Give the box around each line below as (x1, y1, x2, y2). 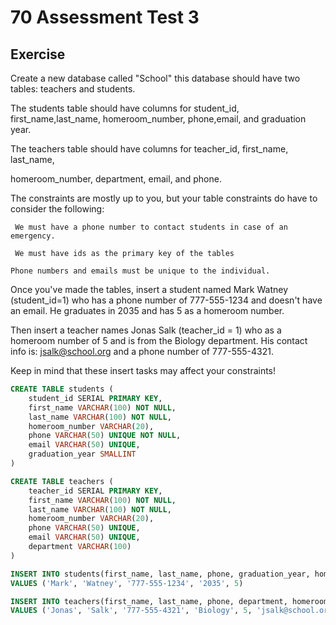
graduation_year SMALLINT (28, 449, 137, 460)
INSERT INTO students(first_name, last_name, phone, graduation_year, (10, 569, 311, 579)
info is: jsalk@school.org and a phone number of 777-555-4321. (10, 346, 275, 357)
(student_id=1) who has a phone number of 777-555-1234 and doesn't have (10, 294, 323, 306)
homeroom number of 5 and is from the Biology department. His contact (10, 335, 308, 346)
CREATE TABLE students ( (10, 384, 114, 394)
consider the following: (10, 203, 105, 215)
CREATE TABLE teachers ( (10, 476, 114, 486)
